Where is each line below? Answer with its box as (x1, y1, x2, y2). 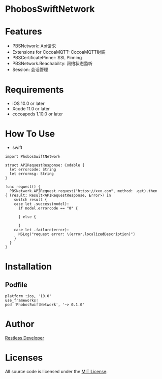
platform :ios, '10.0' (5, 294, 52, 299)
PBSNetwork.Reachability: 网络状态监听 (12, 61, 93, 67)
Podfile (5, 280, 28, 289)
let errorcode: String (9, 167, 56, 172)
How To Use (5, 128, 55, 139)
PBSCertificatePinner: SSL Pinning (12, 55, 82, 61)
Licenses (5, 352, 43, 363)
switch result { (14, 197, 48, 202)
